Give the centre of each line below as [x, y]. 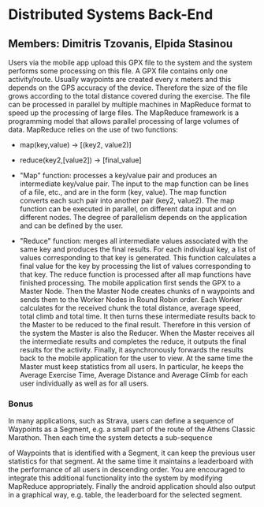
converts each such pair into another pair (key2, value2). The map [127, 200]
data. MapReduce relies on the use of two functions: [93, 129]
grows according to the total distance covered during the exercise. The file [129, 96]
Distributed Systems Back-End [111, 15]
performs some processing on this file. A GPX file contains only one [118, 71]
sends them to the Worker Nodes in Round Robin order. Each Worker [131, 300]
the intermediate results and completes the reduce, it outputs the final [133, 341]
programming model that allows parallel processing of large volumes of [124, 121]
